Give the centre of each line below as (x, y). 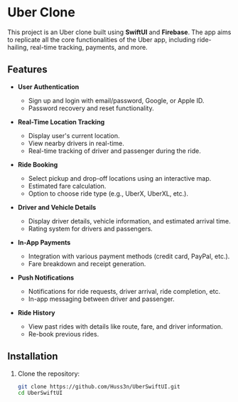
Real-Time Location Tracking (61, 122)
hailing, (18, 47)
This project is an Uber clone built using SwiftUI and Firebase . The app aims (119, 32)
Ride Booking (38, 164)
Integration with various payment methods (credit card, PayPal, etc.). (129, 256)
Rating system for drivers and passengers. (90, 228)
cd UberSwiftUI (40, 393)
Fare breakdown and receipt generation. (87, 263)
